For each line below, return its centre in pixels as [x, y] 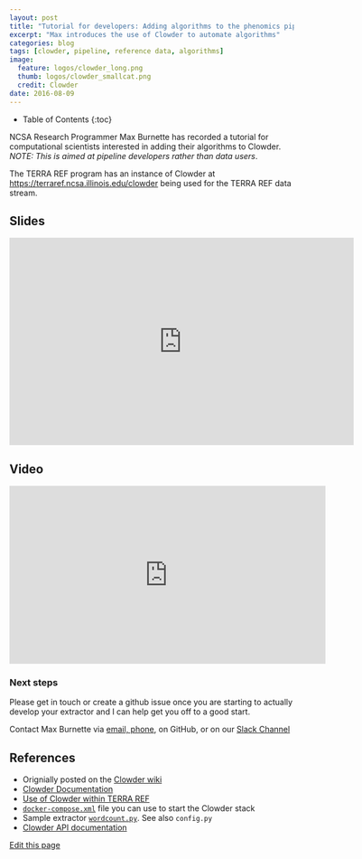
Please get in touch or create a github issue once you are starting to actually [151, 703]
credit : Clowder [48, 85]
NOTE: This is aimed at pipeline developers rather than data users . [134, 156]
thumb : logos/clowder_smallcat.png [84, 77]
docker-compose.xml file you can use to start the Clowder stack [139, 808]
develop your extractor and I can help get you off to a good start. [130, 712]
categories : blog [42, 43]
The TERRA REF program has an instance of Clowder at [112, 174]
